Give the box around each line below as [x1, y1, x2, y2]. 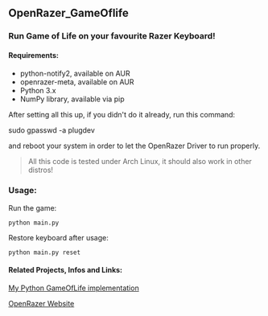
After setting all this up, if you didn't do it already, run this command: [8, 109, 236, 119]
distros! [27, 165, 54, 174]
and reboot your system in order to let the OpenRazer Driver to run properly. [8, 141, 261, 150]
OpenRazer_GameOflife [8, 6, 129, 20]
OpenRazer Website [8, 299, 75, 309]
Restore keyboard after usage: [8, 232, 109, 242]
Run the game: [8, 203, 57, 212]
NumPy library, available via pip [19, 94, 125, 104]
